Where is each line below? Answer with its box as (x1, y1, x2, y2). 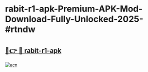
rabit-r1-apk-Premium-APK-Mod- (5, 3, 143, 14)
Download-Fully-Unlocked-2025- (5, 14, 144, 25)
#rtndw (5, 24, 36, 35)
